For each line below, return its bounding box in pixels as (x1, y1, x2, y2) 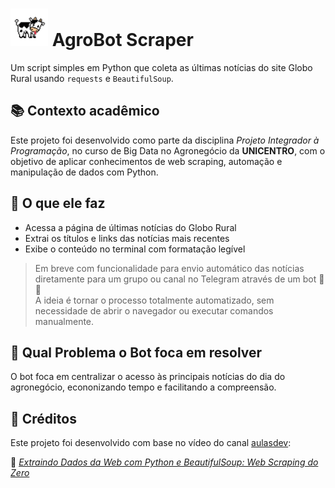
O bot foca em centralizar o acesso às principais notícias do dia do (10, 371, 286, 383)
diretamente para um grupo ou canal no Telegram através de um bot (34, 273, 317, 285)
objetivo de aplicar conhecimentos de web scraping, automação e (10, 155, 283, 167)
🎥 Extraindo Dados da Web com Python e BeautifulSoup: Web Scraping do (10, 456, 319, 468)
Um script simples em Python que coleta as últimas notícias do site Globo (10, 61, 313, 73)
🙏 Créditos (10, 410, 77, 427)
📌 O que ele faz (10, 195, 106, 212)
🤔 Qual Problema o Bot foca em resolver (10, 344, 263, 361)
